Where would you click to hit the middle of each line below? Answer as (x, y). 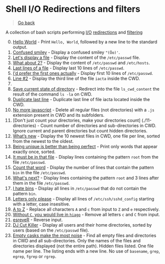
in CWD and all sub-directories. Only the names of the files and (77, 240)
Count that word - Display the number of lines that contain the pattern (83, 167)
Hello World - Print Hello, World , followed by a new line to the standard (85, 42)
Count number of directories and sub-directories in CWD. (98, 125)
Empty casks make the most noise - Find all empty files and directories (84, 235)
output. (20, 47)
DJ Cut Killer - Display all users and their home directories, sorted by (82, 225)
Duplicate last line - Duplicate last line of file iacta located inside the (81, 99)
